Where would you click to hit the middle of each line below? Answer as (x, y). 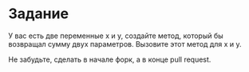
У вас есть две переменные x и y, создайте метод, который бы (116, 36)
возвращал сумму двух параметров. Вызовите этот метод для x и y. (125, 44)
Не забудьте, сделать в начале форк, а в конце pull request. (110, 59)
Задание (39, 14)
